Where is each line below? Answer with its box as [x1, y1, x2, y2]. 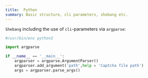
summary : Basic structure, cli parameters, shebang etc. [5, 12, 128, 17]
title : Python [5, 7, 38, 13]
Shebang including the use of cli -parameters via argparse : [5, 26, 126, 32]
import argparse [5, 45, 40, 50]
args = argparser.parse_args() [14, 67, 81, 73]
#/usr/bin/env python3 [5, 36, 53, 41]
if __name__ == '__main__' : [5, 54, 65, 59]
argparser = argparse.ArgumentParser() [14, 58, 99, 63]
